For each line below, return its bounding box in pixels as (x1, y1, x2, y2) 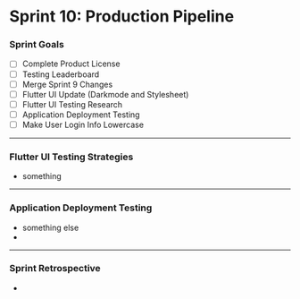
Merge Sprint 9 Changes (21, 79, 113, 90)
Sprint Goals (9, 38, 64, 51)
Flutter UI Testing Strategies (9, 150, 134, 163)
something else (21, 222, 79, 233)
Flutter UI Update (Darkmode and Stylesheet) (21, 89, 189, 99)
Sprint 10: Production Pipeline (9, 6, 235, 27)
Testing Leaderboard (21, 69, 100, 80)
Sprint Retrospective (9, 262, 101, 275)
